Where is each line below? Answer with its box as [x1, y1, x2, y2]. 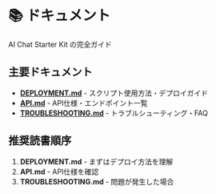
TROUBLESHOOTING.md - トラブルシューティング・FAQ [19, 108, 208, 118]
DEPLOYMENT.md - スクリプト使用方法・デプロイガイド [19, 88, 209, 98]
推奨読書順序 [8, 134, 72, 148]
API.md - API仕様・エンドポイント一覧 [19, 98, 148, 107]
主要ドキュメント [8, 65, 93, 79]
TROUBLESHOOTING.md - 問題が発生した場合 [19, 176, 174, 186]
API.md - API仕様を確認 [19, 167, 99, 176]
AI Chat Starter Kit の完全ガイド [8, 39, 112, 49]
